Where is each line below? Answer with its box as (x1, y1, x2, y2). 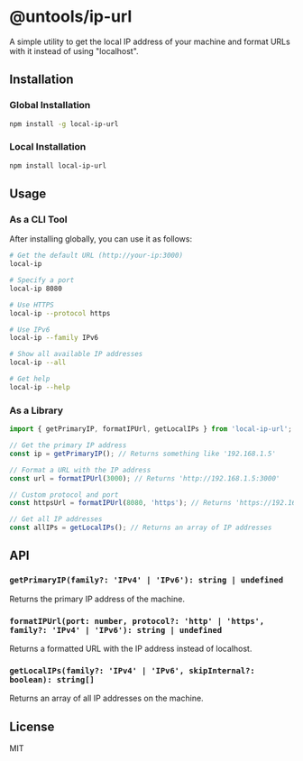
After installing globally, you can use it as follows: (9, 234, 192, 244)
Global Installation (9, 99, 91, 112)
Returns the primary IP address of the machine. (9, 593, 185, 604)
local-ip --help (9, 382, 70, 391)
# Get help (9, 374, 50, 384)
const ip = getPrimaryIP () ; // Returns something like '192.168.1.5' (9, 449, 277, 458)
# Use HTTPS (9, 300, 54, 309)
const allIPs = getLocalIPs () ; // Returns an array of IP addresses (9, 523, 272, 533)
